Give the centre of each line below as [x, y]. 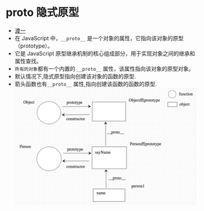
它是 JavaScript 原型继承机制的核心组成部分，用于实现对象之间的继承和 [105, 53]
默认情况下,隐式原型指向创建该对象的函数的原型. [75, 76]
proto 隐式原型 [43, 13]
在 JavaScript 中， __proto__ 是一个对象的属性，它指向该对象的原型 [99, 38]
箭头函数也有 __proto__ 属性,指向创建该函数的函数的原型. [86, 84]
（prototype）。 [34, 46]
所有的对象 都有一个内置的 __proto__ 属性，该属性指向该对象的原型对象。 [104, 68]
